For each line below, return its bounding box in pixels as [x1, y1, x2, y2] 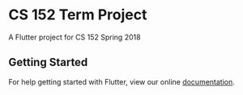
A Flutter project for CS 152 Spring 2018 [8, 32, 141, 42]
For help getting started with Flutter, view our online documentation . [8, 76, 235, 86]
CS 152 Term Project [8, 6, 147, 24]
